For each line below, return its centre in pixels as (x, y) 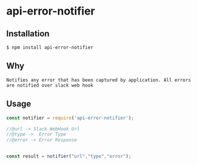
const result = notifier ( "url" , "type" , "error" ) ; (69, 157)
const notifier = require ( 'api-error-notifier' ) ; (70, 118)
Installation (28, 34)
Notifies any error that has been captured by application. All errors (98, 80)
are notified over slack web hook (50, 85)
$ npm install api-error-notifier (50, 47)
